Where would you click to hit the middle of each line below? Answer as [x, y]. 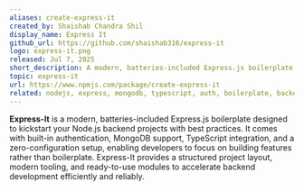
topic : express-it [44, 77]
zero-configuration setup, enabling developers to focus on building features [151, 147]
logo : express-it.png [50, 51]
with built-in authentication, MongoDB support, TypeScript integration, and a [152, 138]
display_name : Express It [58, 34]
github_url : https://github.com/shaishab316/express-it [117, 43]
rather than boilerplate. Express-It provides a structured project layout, [141, 157]
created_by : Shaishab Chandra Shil [76, 26]
